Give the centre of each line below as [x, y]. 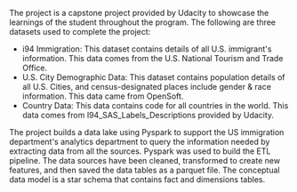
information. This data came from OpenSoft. [103, 96]
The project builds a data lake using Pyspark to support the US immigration [147, 132]
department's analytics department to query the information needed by [140, 142]
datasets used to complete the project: [80, 32]
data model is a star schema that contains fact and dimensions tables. [137, 180]
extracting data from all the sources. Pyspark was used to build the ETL [140, 151]
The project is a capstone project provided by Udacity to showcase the [139, 13]
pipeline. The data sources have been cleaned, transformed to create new [145, 160]
